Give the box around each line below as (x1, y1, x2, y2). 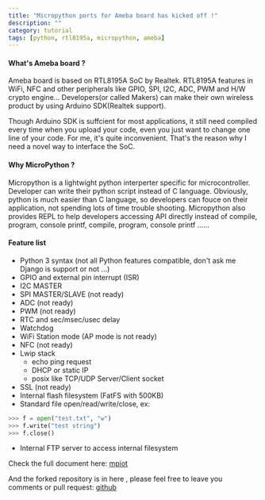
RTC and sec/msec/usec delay (19, 314, 121, 324)
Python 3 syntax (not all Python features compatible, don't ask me (19, 256, 236, 265)
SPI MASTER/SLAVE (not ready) (19, 289, 125, 298)
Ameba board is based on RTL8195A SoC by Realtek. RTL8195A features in (8, 76, 254, 86)
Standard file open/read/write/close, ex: (19, 398, 151, 409)
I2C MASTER (19, 281, 62, 290)
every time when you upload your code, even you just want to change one (8, 125, 251, 135)
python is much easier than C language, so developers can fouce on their (8, 194, 248, 204)
